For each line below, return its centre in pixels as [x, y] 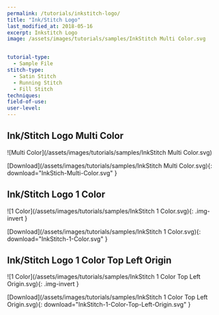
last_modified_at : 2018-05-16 [50, 26]
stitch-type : [26, 70]
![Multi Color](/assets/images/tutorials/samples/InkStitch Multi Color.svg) [110, 152]
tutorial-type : [29, 58]
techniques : [24, 96]
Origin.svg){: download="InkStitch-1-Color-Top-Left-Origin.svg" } [99, 305]
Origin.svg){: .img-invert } [43, 284]
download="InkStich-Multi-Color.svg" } [62, 173]
